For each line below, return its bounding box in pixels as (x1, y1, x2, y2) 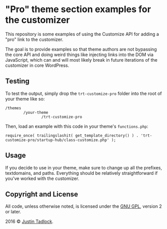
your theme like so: (5, 96, 45, 102)
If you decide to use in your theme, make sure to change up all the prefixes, (5, 164, 162, 170)
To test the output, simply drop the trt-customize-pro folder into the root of (5, 90, 162, 97)
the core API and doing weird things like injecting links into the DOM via (5, 52, 154, 58)
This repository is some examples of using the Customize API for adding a (5, 31, 159, 37)
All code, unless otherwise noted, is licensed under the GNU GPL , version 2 (5, 203, 162, 209)
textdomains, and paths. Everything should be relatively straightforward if (5, 170, 158, 176)
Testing (5, 77, 30, 85)
